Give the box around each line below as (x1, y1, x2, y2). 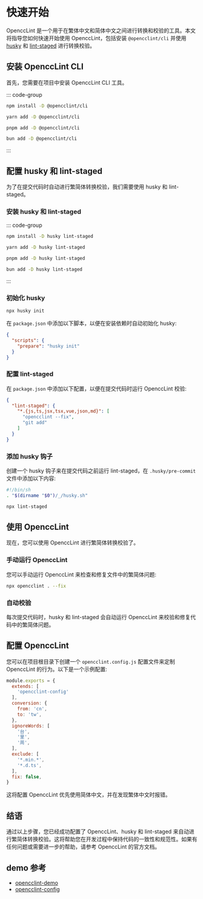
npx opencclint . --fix (6, 583, 67, 589)
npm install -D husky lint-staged (6, 234, 94, 240)
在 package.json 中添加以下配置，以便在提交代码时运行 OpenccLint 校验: (6, 384, 187, 392)
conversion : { (12, 700, 47, 706)
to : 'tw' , (17, 711, 42, 718)
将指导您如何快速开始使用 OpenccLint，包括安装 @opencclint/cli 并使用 (6, 34, 187, 41)
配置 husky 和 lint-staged (6, 165, 103, 176)
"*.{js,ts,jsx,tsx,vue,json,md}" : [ (17, 408, 110, 414)
